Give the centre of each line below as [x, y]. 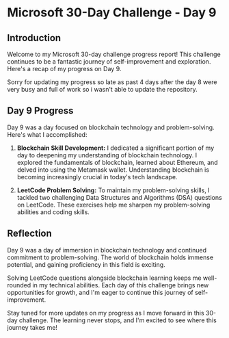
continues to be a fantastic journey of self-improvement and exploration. [109, 62]
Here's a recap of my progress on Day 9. [64, 69]
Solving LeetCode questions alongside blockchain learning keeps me [104, 278]
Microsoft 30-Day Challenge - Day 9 [112, 13]
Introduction [34, 38]
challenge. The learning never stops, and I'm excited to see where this [118, 320]
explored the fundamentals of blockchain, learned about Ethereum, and [117, 162]
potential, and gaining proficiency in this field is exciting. [86, 264]
